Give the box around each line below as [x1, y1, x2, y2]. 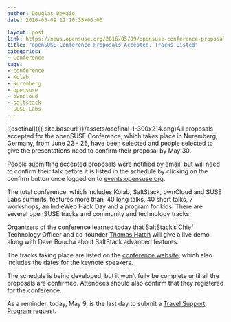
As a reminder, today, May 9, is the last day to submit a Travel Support [7, 299, 206, 308]
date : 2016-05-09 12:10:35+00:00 [7, 17, 103, 23]
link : [7, 35, 23, 42]
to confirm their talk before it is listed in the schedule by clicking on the [7, 167, 208, 175]
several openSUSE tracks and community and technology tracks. [7, 209, 191, 217]
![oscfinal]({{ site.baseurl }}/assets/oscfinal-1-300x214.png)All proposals [7, 125, 214, 133]
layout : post [7, 29, 45, 36]
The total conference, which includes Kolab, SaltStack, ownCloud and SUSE [7, 187, 222, 196]
